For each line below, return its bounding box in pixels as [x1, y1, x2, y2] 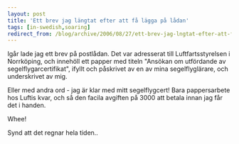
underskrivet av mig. [7, 72, 68, 81]
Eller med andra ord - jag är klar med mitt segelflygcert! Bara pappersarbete [7, 86, 230, 94]
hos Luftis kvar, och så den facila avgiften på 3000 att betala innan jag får [7, 94, 223, 102]
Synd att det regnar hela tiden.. [7, 128, 98, 137]
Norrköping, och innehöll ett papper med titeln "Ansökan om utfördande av [7, 57, 226, 66]
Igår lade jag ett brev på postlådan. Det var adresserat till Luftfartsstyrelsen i [7, 50, 230, 58]
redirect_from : [7, 30, 53, 38]
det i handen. [7, 101, 46, 110]
